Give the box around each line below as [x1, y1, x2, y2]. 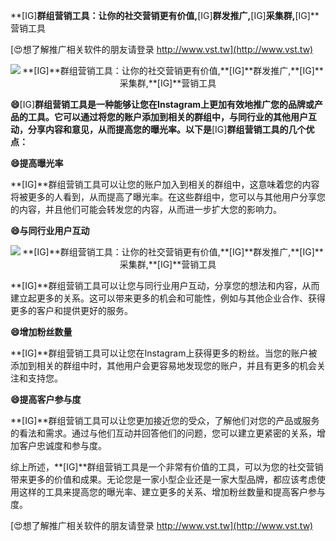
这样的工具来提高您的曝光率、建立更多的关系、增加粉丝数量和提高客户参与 [18, 486, 326, 498]
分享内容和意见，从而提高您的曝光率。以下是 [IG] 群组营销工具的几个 [27, 124, 307, 135]
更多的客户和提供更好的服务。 [10, 305, 133, 316]
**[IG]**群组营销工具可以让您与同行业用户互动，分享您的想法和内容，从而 [10, 280, 320, 291]
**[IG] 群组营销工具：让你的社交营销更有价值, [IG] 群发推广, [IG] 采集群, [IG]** [10, 10, 320, 21]
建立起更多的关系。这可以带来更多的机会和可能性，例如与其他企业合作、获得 [10, 292, 326, 304]
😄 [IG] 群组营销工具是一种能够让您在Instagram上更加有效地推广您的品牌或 [10, 99, 315, 110]
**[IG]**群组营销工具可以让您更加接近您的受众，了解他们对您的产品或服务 [10, 415, 320, 426]
